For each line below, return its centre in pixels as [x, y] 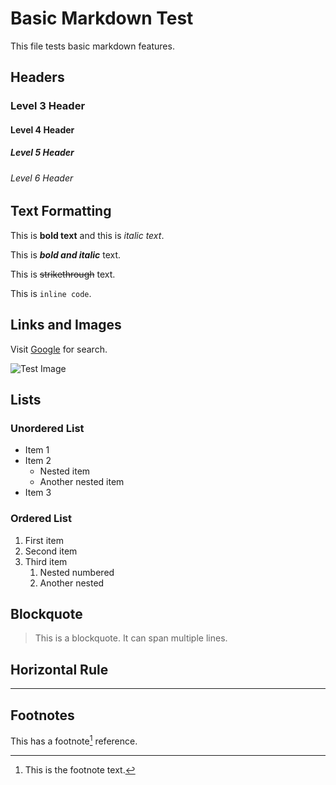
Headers [37, 77]
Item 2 [38, 461]
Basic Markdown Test [102, 18]
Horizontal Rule [59, 669]
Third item [46, 561]
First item [44, 540]
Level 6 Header [42, 178]
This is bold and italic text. [66, 254]
